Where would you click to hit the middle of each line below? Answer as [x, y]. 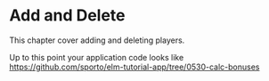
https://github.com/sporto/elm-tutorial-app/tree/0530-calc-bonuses [134, 67]
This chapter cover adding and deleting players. [97, 40]
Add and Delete [67, 16]
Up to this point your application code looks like [97, 57]
